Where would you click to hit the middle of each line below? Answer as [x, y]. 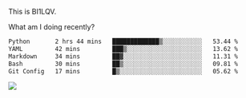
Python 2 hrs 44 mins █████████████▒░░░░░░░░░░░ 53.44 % [123, 41]
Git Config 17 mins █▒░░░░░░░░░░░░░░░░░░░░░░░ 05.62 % [123, 71]
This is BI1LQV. [32, 12]
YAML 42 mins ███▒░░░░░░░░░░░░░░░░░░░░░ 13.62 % [123, 49]
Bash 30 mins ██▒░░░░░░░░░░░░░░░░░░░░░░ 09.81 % [123, 64]
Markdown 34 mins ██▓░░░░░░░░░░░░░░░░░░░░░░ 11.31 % [123, 56]
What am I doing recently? [52, 27]
